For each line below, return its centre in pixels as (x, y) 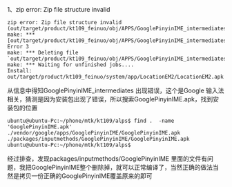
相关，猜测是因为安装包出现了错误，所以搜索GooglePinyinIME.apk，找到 (110, 99)
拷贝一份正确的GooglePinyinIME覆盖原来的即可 (86, 176)
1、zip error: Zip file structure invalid (59, 9)
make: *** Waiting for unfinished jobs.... (71, 65)
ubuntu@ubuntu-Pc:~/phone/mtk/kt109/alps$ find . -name (91, 121)
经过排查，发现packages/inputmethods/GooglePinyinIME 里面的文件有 (107, 159)
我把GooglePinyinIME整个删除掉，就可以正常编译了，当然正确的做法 (116, 167)
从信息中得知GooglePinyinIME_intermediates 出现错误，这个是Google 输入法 (116, 90)
